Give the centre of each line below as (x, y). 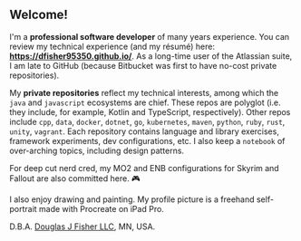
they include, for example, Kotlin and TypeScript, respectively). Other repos (150, 111)
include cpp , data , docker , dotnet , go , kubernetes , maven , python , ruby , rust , (147, 121)
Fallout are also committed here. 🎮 (75, 178)
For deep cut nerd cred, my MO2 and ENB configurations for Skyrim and (144, 168)
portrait (24, 208)
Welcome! (39, 15)
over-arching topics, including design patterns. (97, 150)
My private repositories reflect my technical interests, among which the (144, 92)
